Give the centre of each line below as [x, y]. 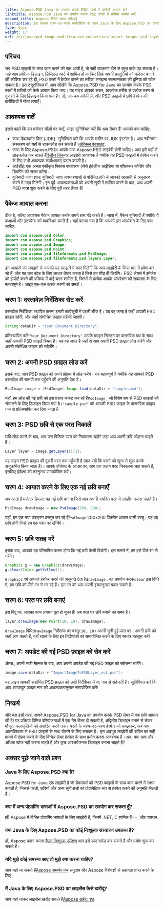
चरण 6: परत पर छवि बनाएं [35, 601]
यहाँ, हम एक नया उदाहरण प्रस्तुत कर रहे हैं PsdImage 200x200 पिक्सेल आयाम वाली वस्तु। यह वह [82, 518]
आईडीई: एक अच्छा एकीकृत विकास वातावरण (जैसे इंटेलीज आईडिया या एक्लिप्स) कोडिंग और [82, 166]
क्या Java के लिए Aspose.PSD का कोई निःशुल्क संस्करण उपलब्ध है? [70, 830]
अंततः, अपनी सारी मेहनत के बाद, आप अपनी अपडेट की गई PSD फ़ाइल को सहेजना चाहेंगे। [74, 664]
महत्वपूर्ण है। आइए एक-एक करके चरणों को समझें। [44, 284]
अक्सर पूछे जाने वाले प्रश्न [33, 758]
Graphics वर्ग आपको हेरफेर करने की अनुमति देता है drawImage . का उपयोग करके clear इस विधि [82, 579]
